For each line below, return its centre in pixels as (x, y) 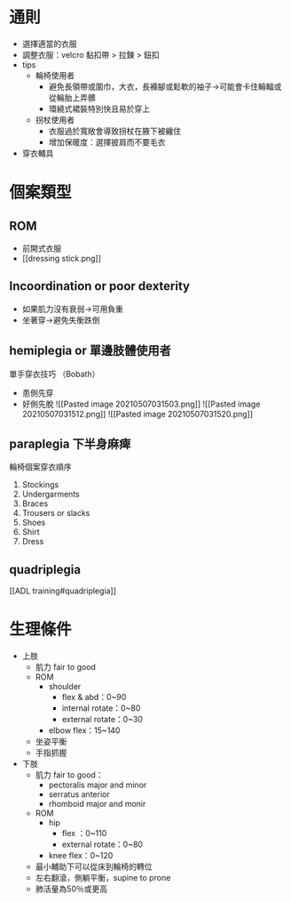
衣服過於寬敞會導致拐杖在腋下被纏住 (115, 131)
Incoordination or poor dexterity (100, 286)
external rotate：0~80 (102, 844)
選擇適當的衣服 (49, 44)
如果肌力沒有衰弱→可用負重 (73, 309)
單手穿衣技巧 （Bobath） (55, 374)
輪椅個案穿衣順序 (40, 467)
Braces (35, 503)
